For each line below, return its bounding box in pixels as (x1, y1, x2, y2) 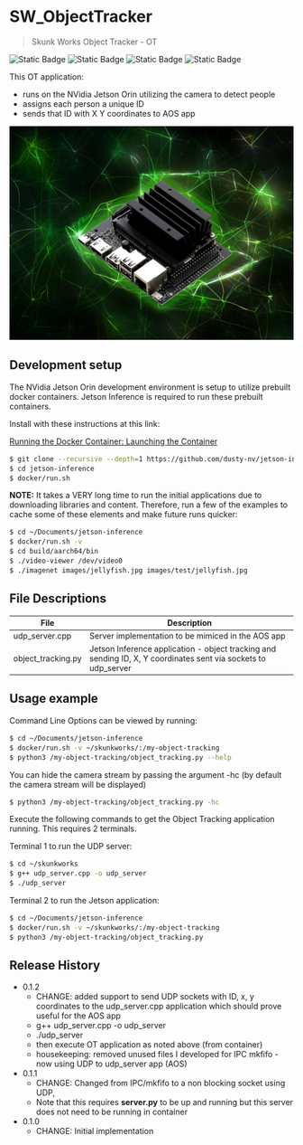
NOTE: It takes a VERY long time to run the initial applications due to (9, 490, 262, 501)
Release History (9, 958, 101, 973)
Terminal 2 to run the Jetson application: (9, 895, 160, 905)
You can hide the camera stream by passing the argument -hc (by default (9, 769, 282, 780)
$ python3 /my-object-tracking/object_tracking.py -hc (9, 798, 220, 807)
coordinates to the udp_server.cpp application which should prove (35, 1001, 282, 1012)
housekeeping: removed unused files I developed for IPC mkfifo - (35, 1049, 280, 1060)
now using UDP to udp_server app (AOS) (35, 1058, 188, 1069)
